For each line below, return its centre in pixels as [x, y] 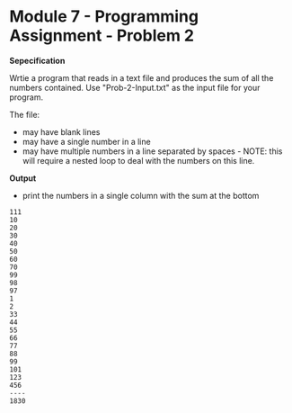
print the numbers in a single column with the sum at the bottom [141, 195]
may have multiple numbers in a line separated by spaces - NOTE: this [152, 151]
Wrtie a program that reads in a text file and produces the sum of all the [142, 77]
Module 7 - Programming [104, 17]
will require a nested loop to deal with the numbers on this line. [138, 160]
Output [23, 178]
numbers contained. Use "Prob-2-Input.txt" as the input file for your [135, 87]
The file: [25, 114]
